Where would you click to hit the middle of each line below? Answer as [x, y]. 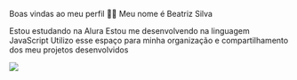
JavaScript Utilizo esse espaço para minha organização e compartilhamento [149, 40]
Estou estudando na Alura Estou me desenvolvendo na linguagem [130, 31]
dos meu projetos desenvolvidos [69, 50]
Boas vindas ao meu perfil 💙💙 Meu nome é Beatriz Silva [111, 14]
